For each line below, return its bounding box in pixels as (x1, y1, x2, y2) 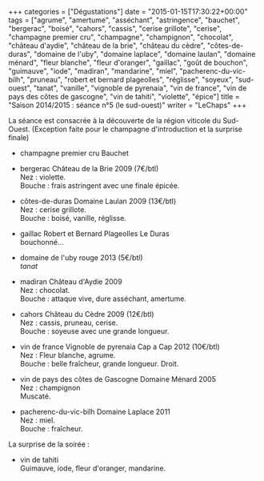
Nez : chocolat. (19, 286, 70, 295)
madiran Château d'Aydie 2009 (19, 277, 122, 287)
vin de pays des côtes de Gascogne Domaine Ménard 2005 (19, 375, 216, 383)
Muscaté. (19, 391, 51, 401)
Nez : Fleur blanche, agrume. (19, 351, 116, 359)
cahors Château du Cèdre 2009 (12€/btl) (19, 310, 154, 319)
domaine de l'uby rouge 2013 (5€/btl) (19, 253, 143, 263)
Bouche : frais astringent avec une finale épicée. (19, 181, 180, 190)
